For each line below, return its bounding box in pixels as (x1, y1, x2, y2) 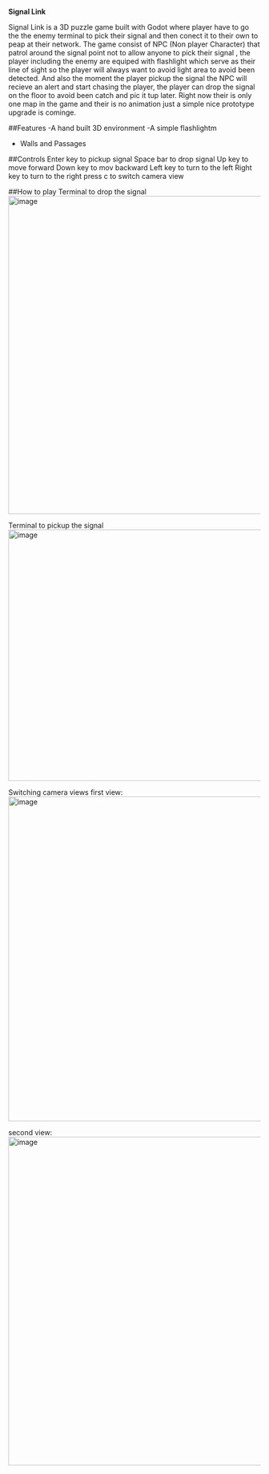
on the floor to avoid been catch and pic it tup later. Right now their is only (8, 91, 252, 100)
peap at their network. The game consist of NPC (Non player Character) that (8, 39, 260, 49)
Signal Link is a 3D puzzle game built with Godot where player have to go (8, 22, 250, 31)
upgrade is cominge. (8, 108, 77, 117)
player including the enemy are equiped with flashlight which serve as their (8, 56, 256, 66)
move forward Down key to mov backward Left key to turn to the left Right (8, 163, 252, 172)
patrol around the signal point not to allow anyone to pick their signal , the (8, 48, 251, 57)
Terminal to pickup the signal (8, 521, 104, 530)
